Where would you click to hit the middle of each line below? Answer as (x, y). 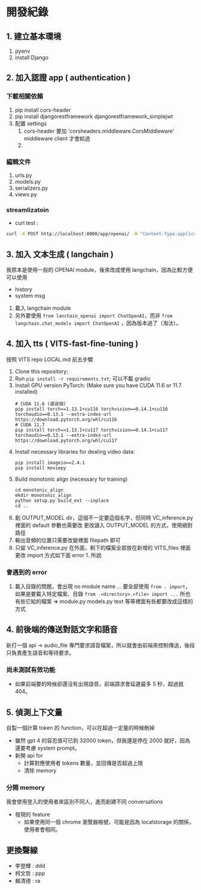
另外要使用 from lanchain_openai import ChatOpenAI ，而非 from (94, 315)
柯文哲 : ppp (30, 873)
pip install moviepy (40, 468)
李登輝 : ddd (30, 866)
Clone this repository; (42, 371)
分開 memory (25, 787)
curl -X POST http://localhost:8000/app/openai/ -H (72, 234)
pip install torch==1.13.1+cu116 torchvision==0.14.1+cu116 (91, 409)
